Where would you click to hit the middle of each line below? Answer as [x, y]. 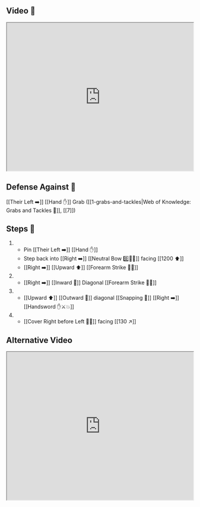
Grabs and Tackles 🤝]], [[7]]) [41, 210]
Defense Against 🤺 [41, 187]
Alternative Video [39, 340]
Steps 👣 [21, 229]
